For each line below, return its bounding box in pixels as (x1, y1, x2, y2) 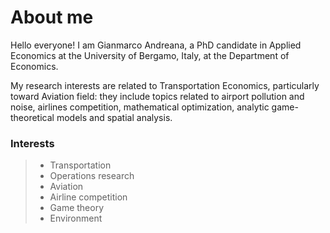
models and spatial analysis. (56, 111, 173, 123)
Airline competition (49, 191, 128, 203)
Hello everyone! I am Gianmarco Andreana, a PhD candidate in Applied (10, 39, 302, 51)
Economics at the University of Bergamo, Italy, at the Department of (10, 49, 290, 61)
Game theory (49, 202, 105, 214)
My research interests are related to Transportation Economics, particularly (10, 79, 320, 91)
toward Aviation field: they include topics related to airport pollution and (10, 90, 305, 102)
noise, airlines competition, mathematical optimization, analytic (10, 101, 270, 113)
